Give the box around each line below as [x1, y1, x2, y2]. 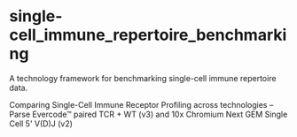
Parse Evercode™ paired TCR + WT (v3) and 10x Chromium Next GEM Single [9, 109, 288, 119]
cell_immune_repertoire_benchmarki [9, 25, 287, 45]
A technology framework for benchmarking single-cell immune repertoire [9, 72, 277, 83]
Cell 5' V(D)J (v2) [9, 118, 74, 129]
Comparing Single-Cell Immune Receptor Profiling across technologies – [9, 99, 274, 110]
